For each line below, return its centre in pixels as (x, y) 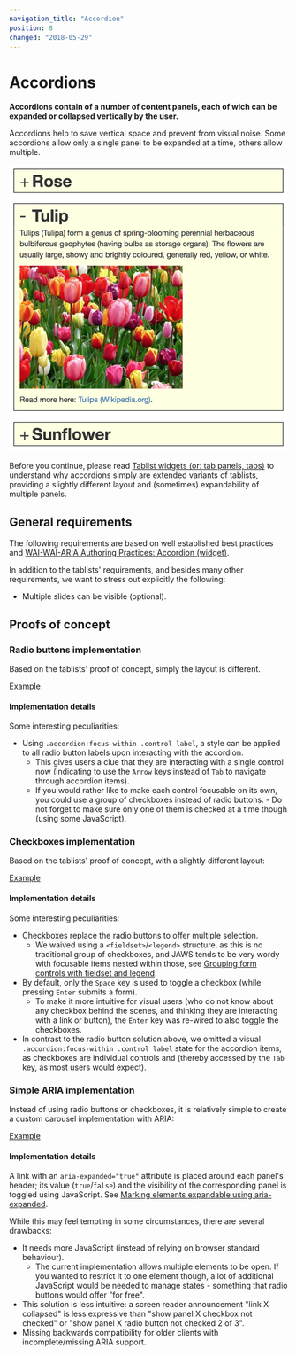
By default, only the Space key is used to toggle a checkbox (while (141, 982)
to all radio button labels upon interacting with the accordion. (133, 752)
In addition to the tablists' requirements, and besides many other (126, 570)
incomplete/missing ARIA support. (84, 1342)
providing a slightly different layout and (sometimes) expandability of (134, 485)
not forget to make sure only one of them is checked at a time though (161, 809)
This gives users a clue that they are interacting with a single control (159, 762)
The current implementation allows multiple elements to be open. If (157, 1266)
